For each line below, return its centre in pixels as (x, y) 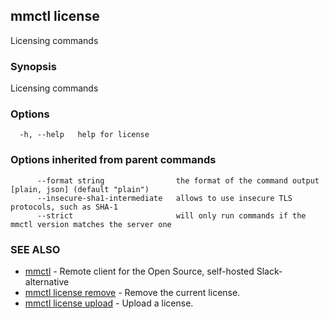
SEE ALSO (35, 249)
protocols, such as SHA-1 (64, 207)
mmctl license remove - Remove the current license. (132, 292)
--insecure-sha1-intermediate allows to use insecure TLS (164, 198)
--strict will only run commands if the (171, 215)
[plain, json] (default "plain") (80, 189)
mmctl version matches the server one (91, 224)
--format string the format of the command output (178, 180)
